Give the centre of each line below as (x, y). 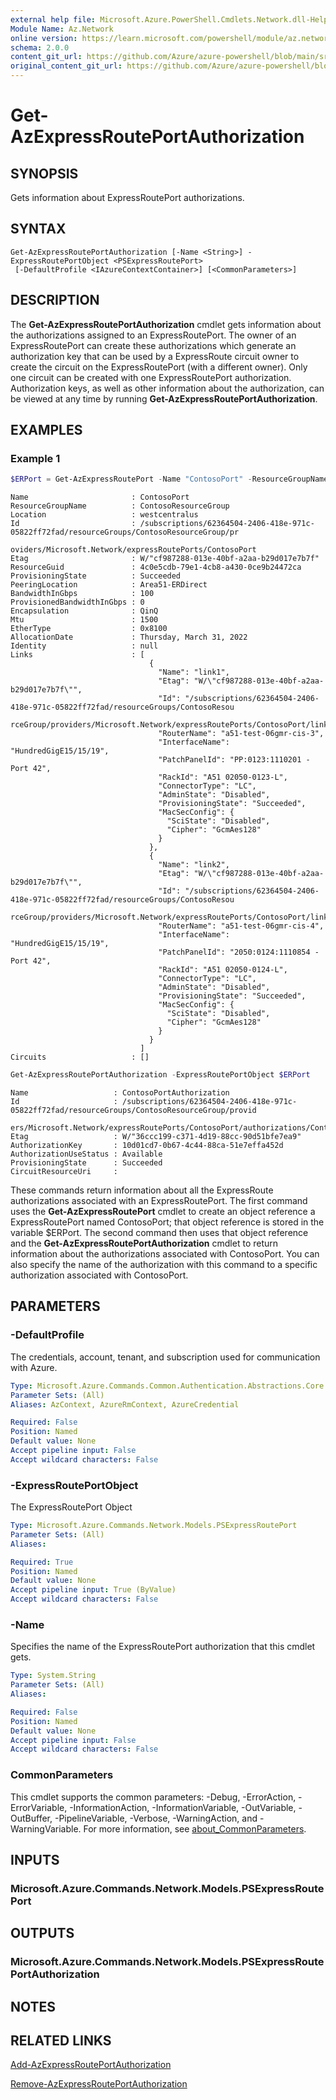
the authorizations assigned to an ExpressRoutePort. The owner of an (153, 335)
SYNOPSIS (44, 173)
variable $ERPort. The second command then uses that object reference (159, 1233)
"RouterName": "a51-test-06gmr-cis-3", (241, 734)
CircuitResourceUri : (64, 1172)
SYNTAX (38, 229)
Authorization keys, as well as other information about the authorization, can (167, 388)
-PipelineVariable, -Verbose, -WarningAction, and (156, 1818)
